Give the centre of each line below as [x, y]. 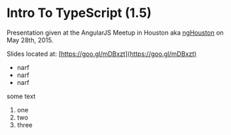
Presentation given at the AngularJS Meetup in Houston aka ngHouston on [115, 33]
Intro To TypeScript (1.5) [79, 13]
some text [21, 96]
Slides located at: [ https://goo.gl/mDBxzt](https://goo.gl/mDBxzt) [102, 54]
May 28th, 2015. [30, 40]
